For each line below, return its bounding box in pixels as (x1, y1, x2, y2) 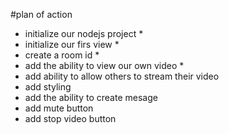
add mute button (24, 102, 94, 114)
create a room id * (24, 49, 100, 61)
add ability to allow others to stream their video (24, 70, 220, 82)
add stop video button (24, 113, 117, 124)
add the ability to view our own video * (24, 60, 185, 71)
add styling (24, 81, 72, 93)
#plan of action (10, 9, 73, 20)
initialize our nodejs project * (24, 28, 144, 39)
